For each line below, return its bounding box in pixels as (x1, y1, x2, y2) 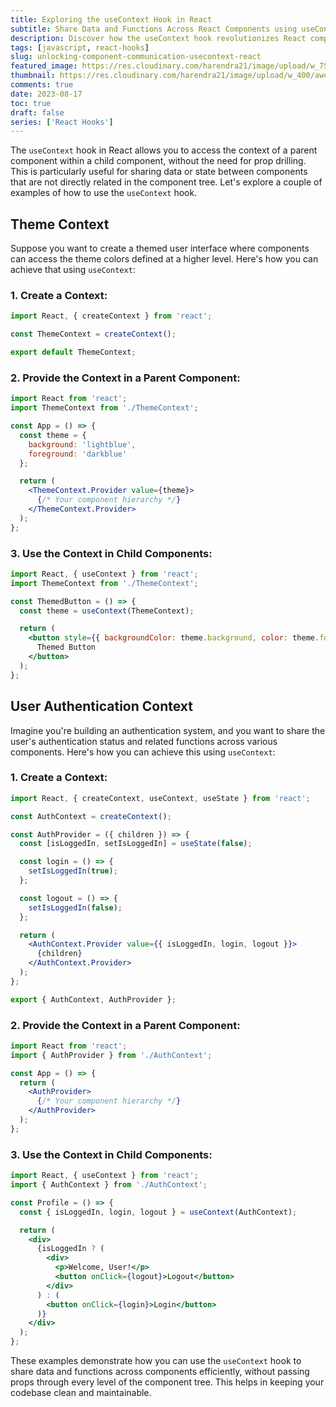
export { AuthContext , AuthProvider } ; (10, 994, 177, 1005)
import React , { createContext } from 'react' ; (10, 311, 213, 321)
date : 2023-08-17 (10, 89, 83, 99)
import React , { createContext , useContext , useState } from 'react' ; (10, 793, 311, 803)
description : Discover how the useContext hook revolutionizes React (10, 33, 307, 43)
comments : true (10, 80, 74, 90)
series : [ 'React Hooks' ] (10, 117, 114, 127)
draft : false (10, 107, 65, 118)
